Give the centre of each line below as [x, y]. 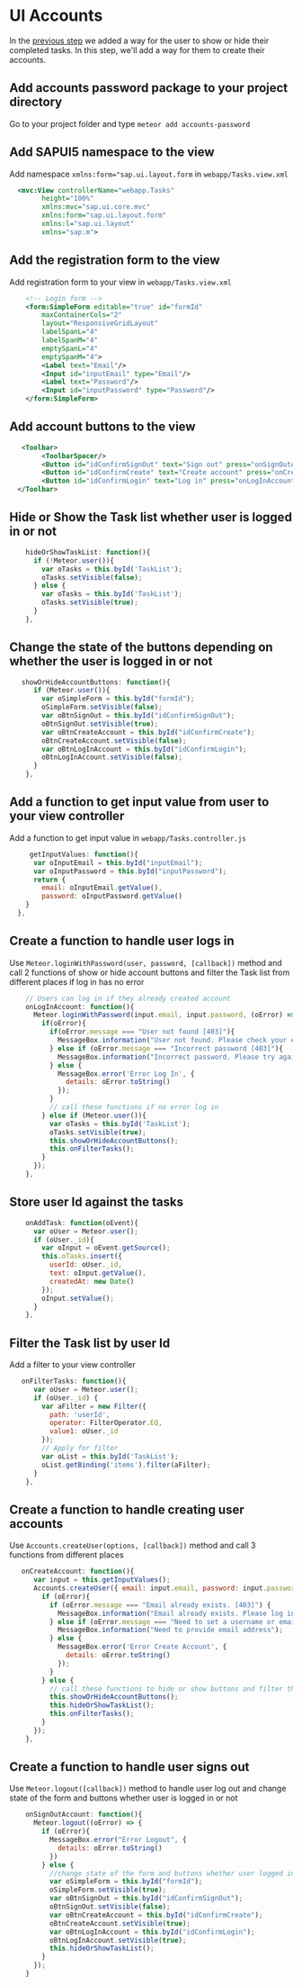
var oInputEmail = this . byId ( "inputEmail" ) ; [118, 862]
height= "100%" [68, 199]
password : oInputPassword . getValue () [112, 897]
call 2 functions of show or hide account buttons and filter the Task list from [150, 972]
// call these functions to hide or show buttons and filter [166, 1689]
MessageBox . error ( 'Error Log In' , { [126, 1074]
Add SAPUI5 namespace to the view [112, 153]
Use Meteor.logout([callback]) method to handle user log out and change [148, 1789]
